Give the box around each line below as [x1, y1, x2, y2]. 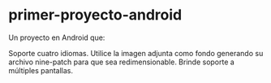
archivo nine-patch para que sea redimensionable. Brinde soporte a [8, 57, 235, 67]
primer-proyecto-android [8, 6, 183, 24]
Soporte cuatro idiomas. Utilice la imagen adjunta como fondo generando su [8, 48, 264, 58]
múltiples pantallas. [8, 65, 73, 75]
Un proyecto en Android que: [8, 33, 105, 42]
